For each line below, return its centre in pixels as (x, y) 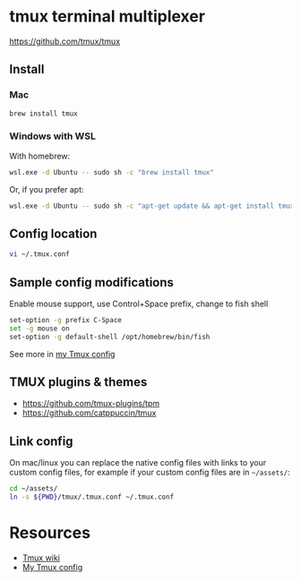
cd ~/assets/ (34, 489)
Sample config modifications (92, 282)
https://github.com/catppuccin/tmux (89, 413)
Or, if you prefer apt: (47, 189)
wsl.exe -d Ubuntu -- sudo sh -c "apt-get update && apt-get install (142, 206)
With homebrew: (40, 156)
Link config (41, 441)
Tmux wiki (41, 558)
